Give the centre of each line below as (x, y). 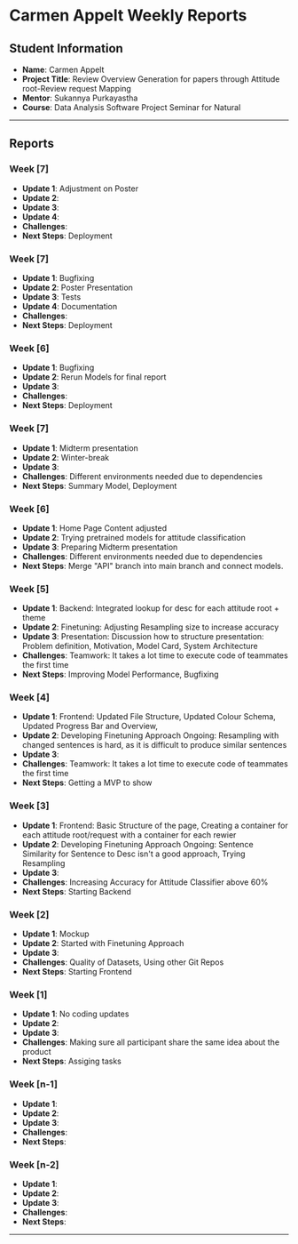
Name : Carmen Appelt (63, 69)
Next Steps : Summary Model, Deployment (99, 486)
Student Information (67, 48)
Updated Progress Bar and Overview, (90, 726)
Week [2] (29, 914)
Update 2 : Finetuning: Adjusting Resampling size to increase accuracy (150, 627)
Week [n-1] (33, 1084)
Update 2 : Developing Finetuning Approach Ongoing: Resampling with (150, 735)
